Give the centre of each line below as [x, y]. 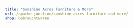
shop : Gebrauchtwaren [27, 18]
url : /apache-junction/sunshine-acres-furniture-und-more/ [67, 14]
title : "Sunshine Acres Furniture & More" [49, 9]
